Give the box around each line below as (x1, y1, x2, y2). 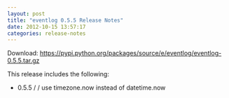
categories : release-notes (7, 29, 86, 37)
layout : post (7, 10, 46, 17)
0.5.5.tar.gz (7, 57, 40, 65)
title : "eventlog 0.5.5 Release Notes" (7, 17, 124, 24)
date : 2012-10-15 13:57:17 (7, 23, 86, 30)
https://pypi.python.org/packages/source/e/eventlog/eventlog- (39, 49, 222, 57)
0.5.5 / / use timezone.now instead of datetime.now (17, 83, 166, 92)
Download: (7, 49, 39, 57)
